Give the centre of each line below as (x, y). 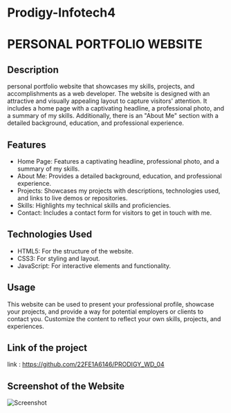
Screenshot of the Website (66, 386)
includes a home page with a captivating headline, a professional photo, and (116, 108)
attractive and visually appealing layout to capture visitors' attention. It (107, 101)
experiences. (26, 326)
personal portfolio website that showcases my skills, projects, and (101, 86)
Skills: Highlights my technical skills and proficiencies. (94, 205)
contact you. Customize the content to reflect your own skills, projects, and (114, 318)
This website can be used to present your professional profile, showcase (111, 304)
